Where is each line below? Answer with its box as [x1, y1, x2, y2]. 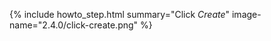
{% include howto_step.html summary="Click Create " [9, 9, 231, 20]
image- [231, 9, 262, 20]
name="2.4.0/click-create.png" [9, 19, 139, 31]
